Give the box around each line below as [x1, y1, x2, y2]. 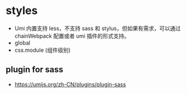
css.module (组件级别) [14, 46, 71, 54]
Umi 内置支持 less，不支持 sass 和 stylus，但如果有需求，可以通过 [14, 24, 181, 32]
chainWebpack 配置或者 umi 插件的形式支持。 [14, 32, 130, 40]
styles [5, 4, 38, 18]
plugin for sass [5, 65, 63, 75]
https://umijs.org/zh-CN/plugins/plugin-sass [14, 81, 126, 88]
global [14, 39, 31, 46]
